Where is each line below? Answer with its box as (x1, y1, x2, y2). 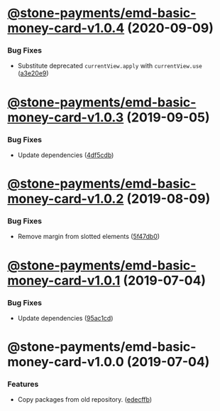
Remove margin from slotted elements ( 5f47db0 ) (17, 233, 160, 241)
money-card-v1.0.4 (7, 20, 125, 36)
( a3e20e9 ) (17, 69, 49, 78)
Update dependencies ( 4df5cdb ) (17, 151, 114, 159)
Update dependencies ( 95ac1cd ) (17, 314, 114, 322)
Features (7, 379, 39, 389)
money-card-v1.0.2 (7, 191, 124, 207)
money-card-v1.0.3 (7, 109, 124, 125)
